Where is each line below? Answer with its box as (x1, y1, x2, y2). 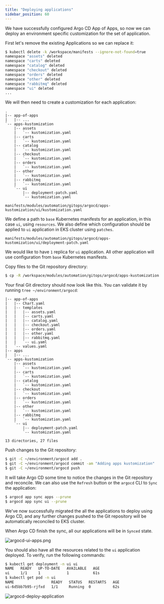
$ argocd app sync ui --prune (5, 499, 67, 504)
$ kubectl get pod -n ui (5, 575, 56, 580)
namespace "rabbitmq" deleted (5, 81, 67, 86)
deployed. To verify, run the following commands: (5, 552, 106, 558)
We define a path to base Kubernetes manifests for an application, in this (5, 216, 151, 222)
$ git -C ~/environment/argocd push (5, 466, 80, 471)
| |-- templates (5, 305, 43, 311)
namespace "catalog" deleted (5, 63, 65, 68)
